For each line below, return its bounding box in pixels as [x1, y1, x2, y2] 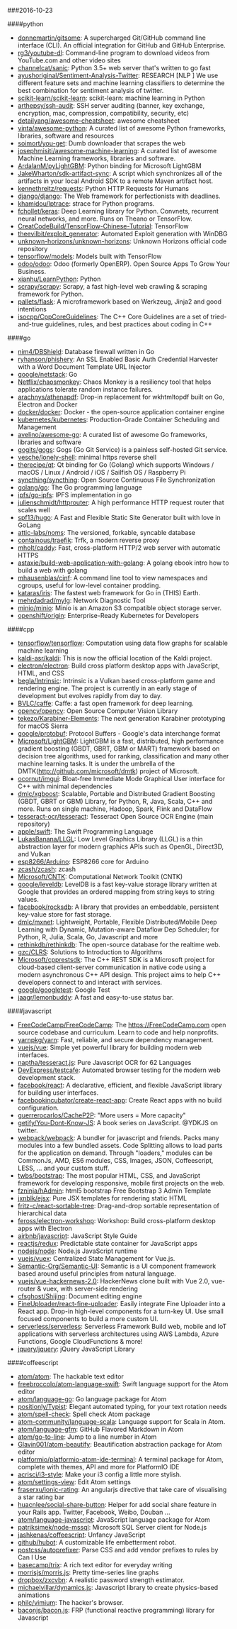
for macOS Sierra [17, 722, 69, 730]
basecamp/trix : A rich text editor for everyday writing [17, 1561, 173, 1569]
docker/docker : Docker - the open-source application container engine [17, 408, 225, 416]
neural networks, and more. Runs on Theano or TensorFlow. [17, 214, 192, 223]
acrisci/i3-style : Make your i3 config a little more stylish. [17, 1470, 182, 1479]
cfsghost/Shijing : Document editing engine [17, 1292, 143, 1301]
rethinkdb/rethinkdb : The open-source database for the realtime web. [17, 940, 221, 949]
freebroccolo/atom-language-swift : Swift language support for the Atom [17, 1380, 229, 1388]
